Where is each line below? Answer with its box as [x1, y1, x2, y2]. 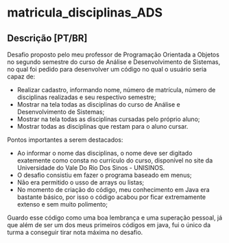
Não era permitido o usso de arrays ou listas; [16, 178, 145, 187]
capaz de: [7, 72, 36, 81]
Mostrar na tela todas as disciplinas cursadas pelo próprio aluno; [16, 115, 200, 123]
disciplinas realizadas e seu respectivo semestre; [16, 93, 156, 101]
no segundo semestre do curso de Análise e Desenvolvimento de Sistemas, [7, 58, 221, 66]
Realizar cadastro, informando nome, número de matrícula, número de [16, 86, 216, 94]
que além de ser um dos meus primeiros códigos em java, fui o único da [7, 221, 211, 229]
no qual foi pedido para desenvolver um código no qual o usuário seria [7, 65, 207, 73]
